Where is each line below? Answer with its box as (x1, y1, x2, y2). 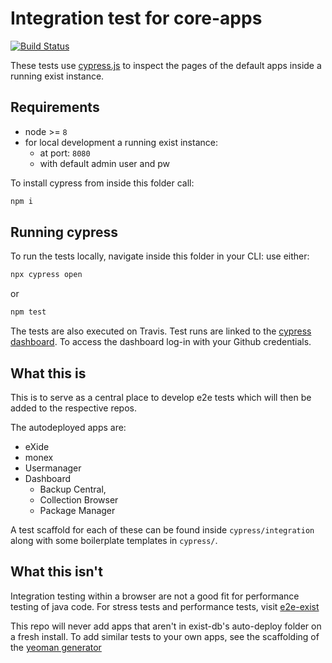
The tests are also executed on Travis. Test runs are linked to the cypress (10, 325, 312, 337)
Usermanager (24, 462, 82, 474)
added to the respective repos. (10, 402, 137, 414)
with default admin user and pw (39, 157, 170, 169)
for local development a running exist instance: (24, 136, 218, 148)
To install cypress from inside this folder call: (10, 177, 195, 189)
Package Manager (39, 505, 116, 516)
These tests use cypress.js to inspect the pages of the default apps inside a (10, 59, 322, 71)
